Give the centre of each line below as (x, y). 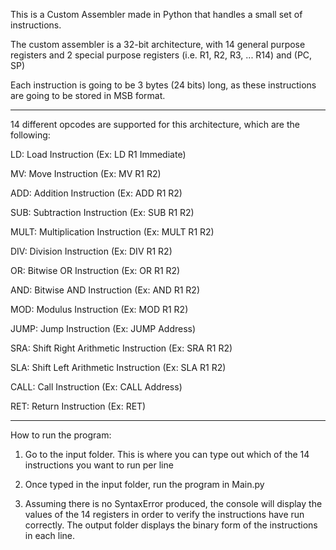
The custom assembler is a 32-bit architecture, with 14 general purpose (158, 44)
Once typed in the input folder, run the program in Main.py (144, 484)
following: (30, 135)
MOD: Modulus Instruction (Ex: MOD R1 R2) (99, 309)
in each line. (50, 535)
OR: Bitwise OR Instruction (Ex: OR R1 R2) (95, 270)
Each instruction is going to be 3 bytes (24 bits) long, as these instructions (163, 85)
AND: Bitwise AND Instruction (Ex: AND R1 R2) (105, 290)
